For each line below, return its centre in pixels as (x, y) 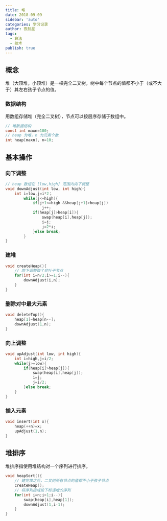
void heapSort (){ (24, 476)
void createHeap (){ (26, 266)
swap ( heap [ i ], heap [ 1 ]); (49, 500)
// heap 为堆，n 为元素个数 (32, 135)
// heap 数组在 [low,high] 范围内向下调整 (47, 184)
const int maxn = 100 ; (27, 131)
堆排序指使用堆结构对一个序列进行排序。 (48, 466)
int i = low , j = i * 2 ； (34, 194)
